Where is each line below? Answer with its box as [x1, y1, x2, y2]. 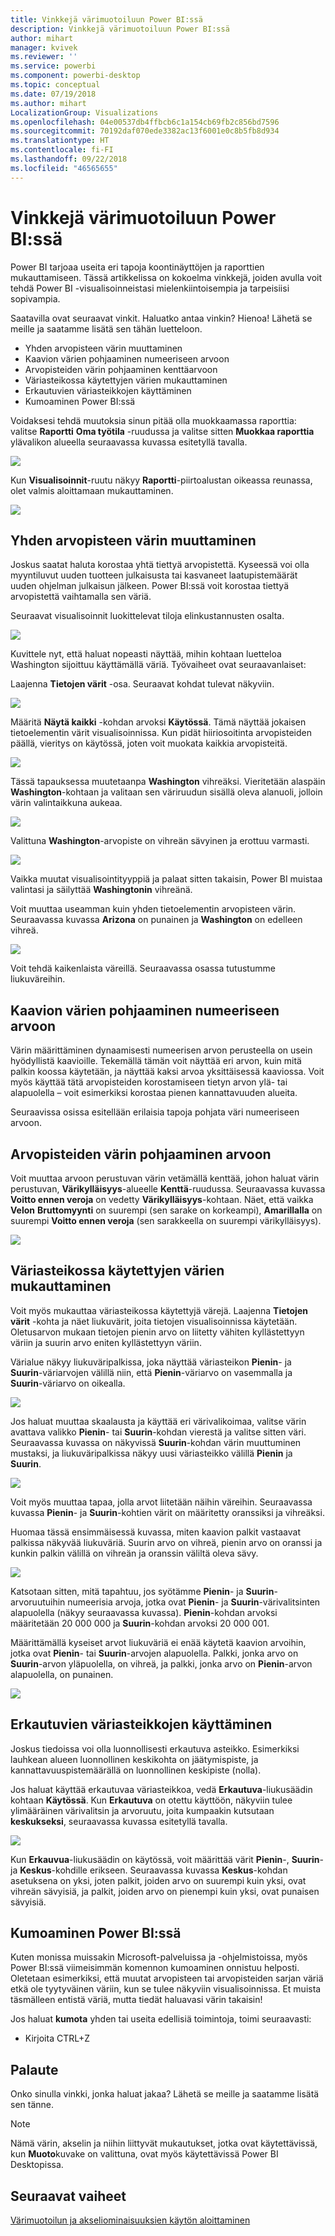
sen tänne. [10, 2099, 55, 2111]
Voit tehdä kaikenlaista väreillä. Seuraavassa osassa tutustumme [10, 962, 276, 975]
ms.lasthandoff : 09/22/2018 [10, 154, 128, 164]
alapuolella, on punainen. [10, 1668, 114, 1680]
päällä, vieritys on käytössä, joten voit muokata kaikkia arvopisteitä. [10, 737, 288, 750]
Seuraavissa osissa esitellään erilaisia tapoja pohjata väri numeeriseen [10, 1106, 300, 1118]
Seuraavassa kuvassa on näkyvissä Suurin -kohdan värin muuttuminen [10, 1436, 302, 1448]
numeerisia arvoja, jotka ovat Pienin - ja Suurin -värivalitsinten [67, 1596, 321, 1608]
